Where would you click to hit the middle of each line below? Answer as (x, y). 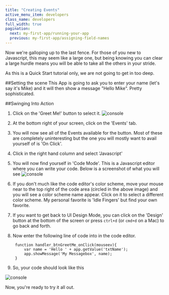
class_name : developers (30, 19)
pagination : (18, 29)
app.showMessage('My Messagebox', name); (68, 254)
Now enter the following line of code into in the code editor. (74, 235)
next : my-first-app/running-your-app (49, 33)
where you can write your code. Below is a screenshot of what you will (86, 168)
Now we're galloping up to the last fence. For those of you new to (73, 52)
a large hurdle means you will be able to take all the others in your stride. (81, 63)
